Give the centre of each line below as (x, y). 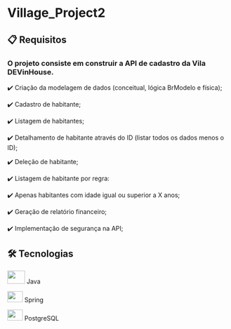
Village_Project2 (57, 13)
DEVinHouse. (31, 72)
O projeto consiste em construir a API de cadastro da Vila (106, 63)
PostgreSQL (42, 318)
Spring (34, 300)
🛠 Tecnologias (40, 254)
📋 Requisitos (37, 40)
